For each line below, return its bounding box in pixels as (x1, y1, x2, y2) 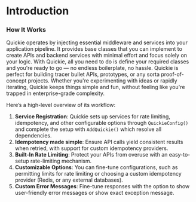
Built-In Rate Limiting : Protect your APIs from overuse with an (14, 151, 168, 158)
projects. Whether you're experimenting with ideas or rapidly (27, 77, 177, 84)
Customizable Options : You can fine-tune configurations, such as (14, 164, 178, 171)
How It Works (6, 26, 47, 34)
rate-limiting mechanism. (30, 157, 92, 165)
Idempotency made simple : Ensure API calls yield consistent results (14, 139, 183, 146)
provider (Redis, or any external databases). (14, 176, 124, 183)
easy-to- (169, 151, 191, 158)
